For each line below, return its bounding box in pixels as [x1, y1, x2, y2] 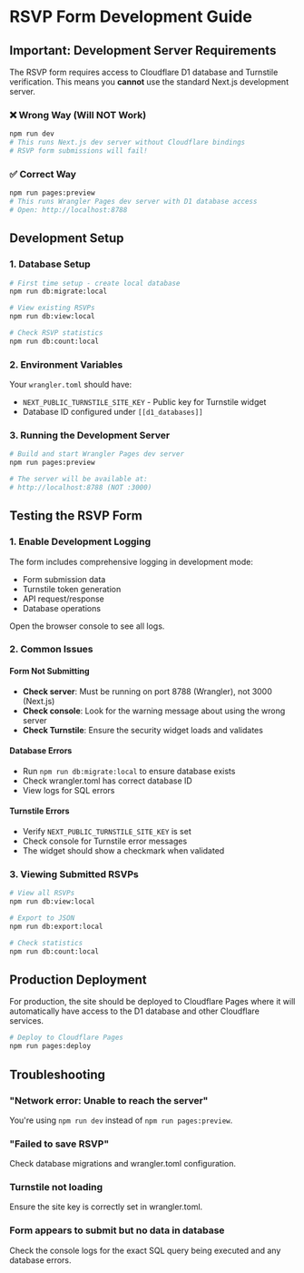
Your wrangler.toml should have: [9, 379, 132, 390]
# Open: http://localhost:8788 [9, 205, 128, 215]
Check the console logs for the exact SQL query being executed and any [9, 1245, 281, 1256]
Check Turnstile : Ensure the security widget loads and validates [22, 724, 263, 735]
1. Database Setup [9, 258, 91, 270]
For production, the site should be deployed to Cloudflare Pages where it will [9, 996, 296, 1007]
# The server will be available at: [9, 475, 148, 484]
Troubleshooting [9, 1066, 106, 1082]
